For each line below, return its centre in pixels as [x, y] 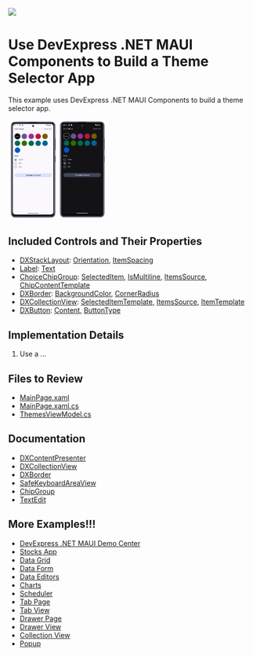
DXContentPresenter [52, 458]
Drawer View [40, 627]
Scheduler [36, 593]
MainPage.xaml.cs [49, 405]
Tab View [34, 610]
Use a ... [33, 354]
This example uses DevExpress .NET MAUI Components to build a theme [126, 100]
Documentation [47, 439]
